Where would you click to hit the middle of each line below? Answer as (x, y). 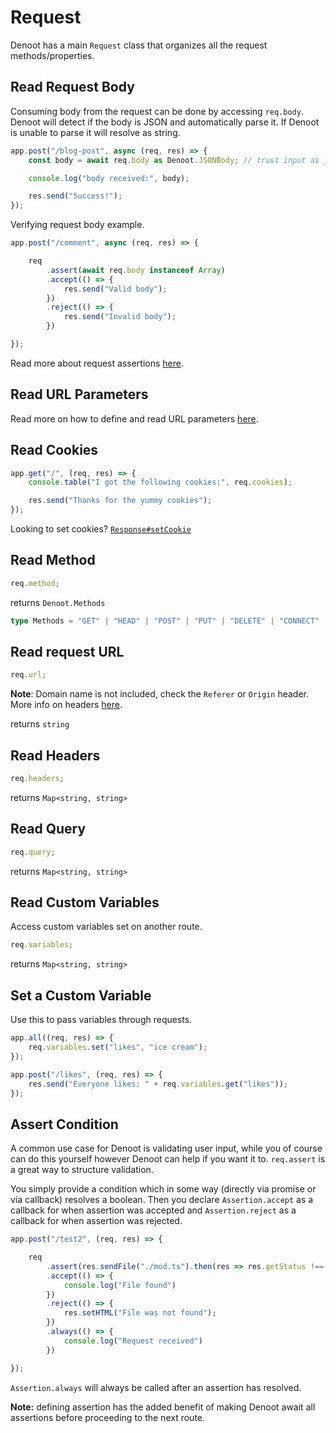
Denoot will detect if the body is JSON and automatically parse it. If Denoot (165, 122)
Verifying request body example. (77, 225)
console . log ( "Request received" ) (133, 1341)
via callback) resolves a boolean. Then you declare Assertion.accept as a (162, 1200)
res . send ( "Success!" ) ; (75, 196)
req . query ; (33, 852)
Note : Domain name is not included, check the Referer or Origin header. (159, 694)
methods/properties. (52, 55)
